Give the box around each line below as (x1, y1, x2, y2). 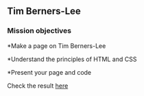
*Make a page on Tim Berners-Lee (7, 41, 106, 50)
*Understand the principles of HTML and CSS (7, 55, 137, 63)
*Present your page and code (7, 68, 92, 76)
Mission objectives (7, 26, 72, 36)
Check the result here (7, 82, 69, 90)
